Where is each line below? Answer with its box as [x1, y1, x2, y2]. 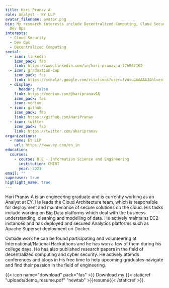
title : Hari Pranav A [5, 7, 51, 13]
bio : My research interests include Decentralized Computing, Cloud [5, 21, 152, 27]
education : [5, 148, 28, 153]
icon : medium [14, 101, 42, 106]
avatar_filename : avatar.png [5, 17, 66, 22]
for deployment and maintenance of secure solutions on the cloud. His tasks [5, 204, 163, 210]
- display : [10, 82, 33, 87]
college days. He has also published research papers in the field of [5, 246, 144, 252]
